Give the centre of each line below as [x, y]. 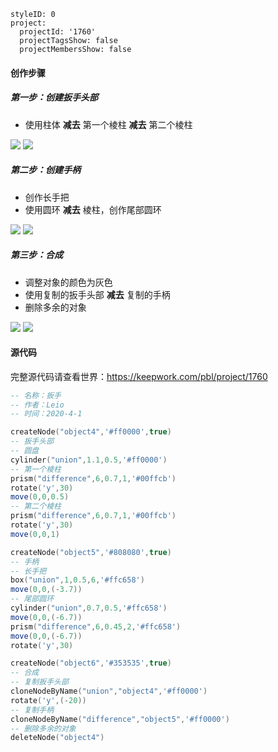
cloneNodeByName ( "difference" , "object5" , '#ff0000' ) [120, 719]
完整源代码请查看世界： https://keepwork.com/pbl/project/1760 [139, 376]
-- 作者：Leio [37, 405]
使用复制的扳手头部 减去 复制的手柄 [97, 294]
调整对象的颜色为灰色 [68, 282]
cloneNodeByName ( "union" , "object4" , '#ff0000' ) [109, 691]
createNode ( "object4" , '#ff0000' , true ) [91, 432]
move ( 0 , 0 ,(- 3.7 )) [46, 590]
